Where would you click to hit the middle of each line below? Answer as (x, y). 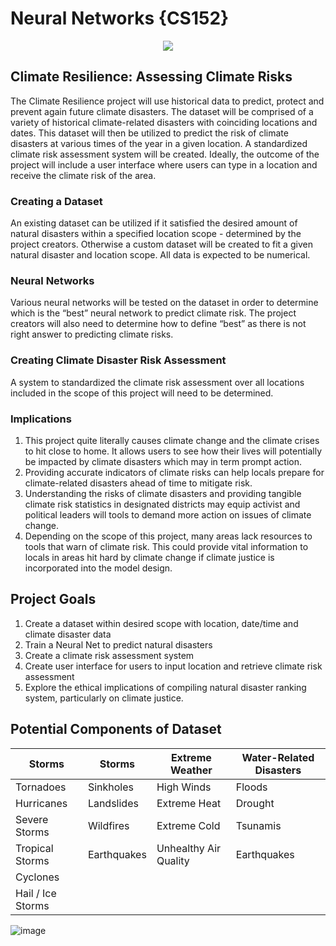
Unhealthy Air (189, 848)
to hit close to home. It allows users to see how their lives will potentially (173, 451)
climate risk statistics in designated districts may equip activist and (162, 504)
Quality (173, 860)
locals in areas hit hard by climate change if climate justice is (149, 557)
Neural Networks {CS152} (120, 18)
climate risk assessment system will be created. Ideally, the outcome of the (165, 154)
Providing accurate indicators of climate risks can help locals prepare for (174, 472)
